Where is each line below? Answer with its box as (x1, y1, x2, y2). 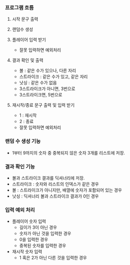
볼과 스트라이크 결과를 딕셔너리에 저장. (12, 175, 85, 181)
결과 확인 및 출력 (12, 57, 44, 63)
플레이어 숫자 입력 (12, 218, 46, 224)
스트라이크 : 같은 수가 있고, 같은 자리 (19, 74, 88, 79)
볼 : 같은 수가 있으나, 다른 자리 (19, 68, 76, 74)
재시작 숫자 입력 (12, 249, 42, 255)
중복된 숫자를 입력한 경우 (19, 243, 66, 249)
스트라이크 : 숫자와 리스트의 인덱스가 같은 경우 (12, 181, 99, 187)
